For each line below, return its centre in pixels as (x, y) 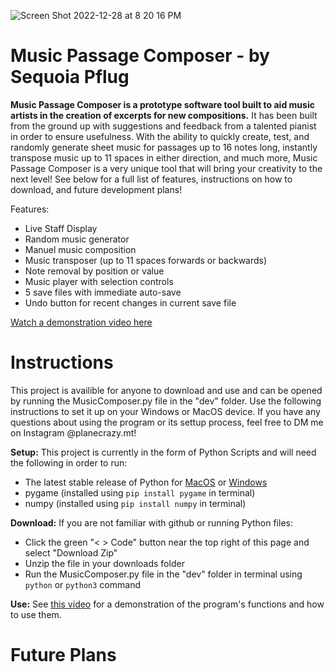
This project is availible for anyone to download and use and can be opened (166, 390)
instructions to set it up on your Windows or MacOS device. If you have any (165, 411)
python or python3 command (82, 584)
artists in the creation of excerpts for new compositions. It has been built (164, 115)
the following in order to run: (69, 462)
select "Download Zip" (71, 552)
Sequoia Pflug (70, 77)
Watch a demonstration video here (81, 322)
